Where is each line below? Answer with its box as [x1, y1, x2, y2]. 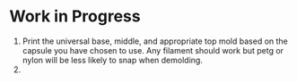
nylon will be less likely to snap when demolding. [22, 54, 204, 65]
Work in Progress [9, 6, 141, 27]
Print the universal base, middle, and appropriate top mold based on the [22, 36, 289, 46]
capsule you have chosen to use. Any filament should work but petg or [22, 45, 284, 55]
